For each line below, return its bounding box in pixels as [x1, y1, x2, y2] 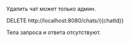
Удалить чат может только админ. [6, 5, 96, 12]
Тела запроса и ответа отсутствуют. [6, 29, 101, 36]
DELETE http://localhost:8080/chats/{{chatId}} [6, 17, 124, 24]
